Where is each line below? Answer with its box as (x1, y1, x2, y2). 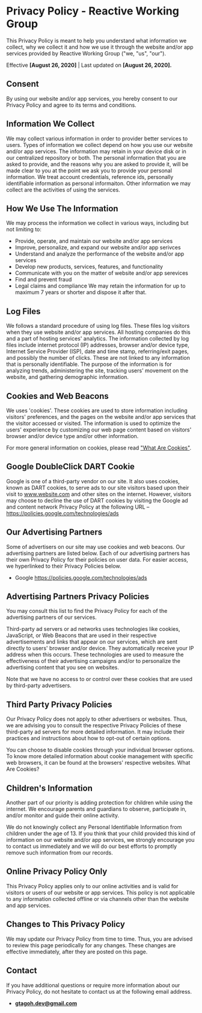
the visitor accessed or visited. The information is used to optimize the (6, 420, 180, 427)
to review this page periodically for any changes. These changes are (6, 941, 176, 949)
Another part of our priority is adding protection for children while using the (6, 799, 193, 806)
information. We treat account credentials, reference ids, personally (6, 173, 174, 180)
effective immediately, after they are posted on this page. (6, 948, 148, 955)
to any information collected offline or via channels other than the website (6, 895, 189, 902)
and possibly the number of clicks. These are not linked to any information (6, 354, 191, 362)
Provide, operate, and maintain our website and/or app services (14, 237, 173, 245)
